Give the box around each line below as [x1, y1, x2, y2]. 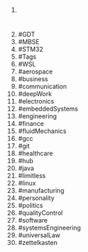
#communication [17, 83, 67, 91]
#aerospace [17, 67, 53, 76]
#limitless [17, 171, 46, 180]
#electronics [17, 97, 54, 106]
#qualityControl [17, 209, 64, 217]
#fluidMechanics [17, 127, 67, 135]
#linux [17, 179, 36, 188]
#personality [17, 194, 55, 202]
